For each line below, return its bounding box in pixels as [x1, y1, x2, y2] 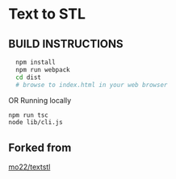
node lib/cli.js [8, 119, 63, 127]
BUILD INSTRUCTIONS [8, 37, 124, 51]
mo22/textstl [8, 162, 51, 172]
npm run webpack [15, 65, 70, 73]
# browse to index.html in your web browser [15, 81, 168, 89]
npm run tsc [8, 110, 48, 119]
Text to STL [8, 5, 86, 23]
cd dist [15, 73, 42, 81]
